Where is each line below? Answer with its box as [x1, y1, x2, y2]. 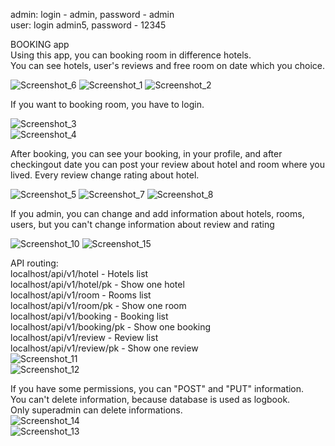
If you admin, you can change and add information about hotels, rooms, [10, 208, 305, 219]
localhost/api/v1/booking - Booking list [10, 310, 169, 322]
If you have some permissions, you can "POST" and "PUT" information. [10, 383, 305, 394]
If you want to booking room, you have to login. [10, 99, 205, 110]
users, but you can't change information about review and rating [10, 219, 275, 230]
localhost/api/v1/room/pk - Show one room [10, 300, 187, 311]
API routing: [10, 257, 59, 269]
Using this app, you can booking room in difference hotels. [10, 49, 252, 61]
